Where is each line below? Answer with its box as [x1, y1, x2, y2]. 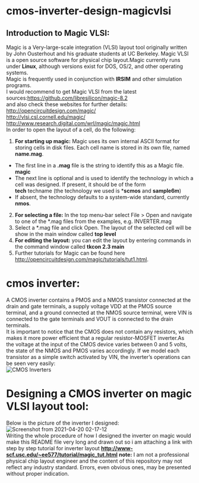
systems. [6, 69, 29, 76]
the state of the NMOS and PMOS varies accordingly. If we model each [6, 347, 180, 354]
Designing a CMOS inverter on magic [6, 387, 192, 401]
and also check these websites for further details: [6, 101, 128, 108]
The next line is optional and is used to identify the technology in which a [14, 175, 194, 181]
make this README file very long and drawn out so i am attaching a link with [6, 438, 192, 445]
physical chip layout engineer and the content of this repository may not [6, 457, 182, 465]
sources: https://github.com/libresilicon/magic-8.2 [6, 94, 128, 101]
